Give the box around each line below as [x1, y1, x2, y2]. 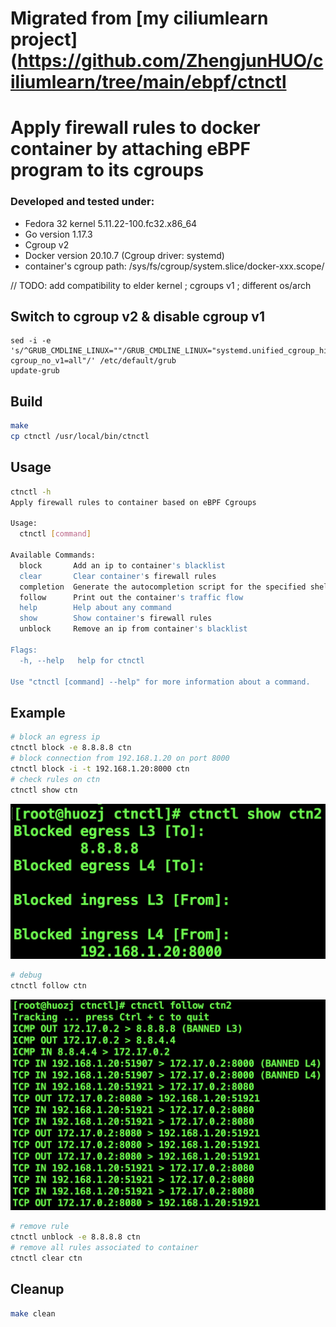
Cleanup [10, 1281, 65, 1298]
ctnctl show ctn [10, 785, 78, 795]
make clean [10, 1308, 56, 1319]
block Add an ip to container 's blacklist [19, 560, 226, 571]
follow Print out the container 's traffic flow [19, 592, 244, 602]
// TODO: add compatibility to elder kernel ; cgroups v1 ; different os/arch [10, 279, 312, 291]
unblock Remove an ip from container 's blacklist [19, 624, 248, 634]
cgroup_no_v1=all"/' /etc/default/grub [10, 356, 177, 366]
